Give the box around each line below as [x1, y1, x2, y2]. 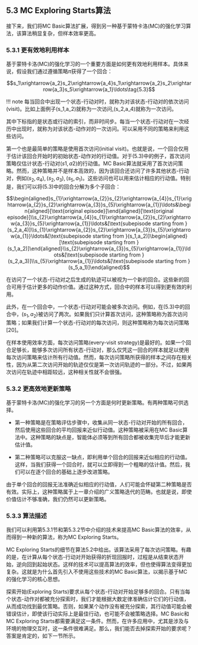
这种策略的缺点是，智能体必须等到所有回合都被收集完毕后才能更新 [30, 434, 190, 440]
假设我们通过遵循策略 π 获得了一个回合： [16, 68, 113, 75]
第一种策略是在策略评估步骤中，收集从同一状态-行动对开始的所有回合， [14, 419, 188, 426]
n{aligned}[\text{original [24, 207, 83, 214]
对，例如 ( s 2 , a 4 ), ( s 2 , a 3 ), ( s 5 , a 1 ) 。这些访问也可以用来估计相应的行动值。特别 [6, 175, 192, 183]
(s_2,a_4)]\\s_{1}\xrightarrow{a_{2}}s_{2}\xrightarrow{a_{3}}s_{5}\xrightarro [6, 226, 192, 233]
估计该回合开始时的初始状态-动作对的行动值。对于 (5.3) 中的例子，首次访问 [11, 153, 190, 160]
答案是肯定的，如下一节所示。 [6, 633, 78, 640]
